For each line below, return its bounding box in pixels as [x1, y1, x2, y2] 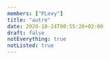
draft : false [7, 29, 45, 37]
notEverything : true [7, 36, 67, 43]
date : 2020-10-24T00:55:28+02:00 [7, 23, 104, 30]
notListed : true [7, 42, 54, 49]
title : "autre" [7, 17, 51, 23]
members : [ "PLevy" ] [7, 10, 64, 17]
